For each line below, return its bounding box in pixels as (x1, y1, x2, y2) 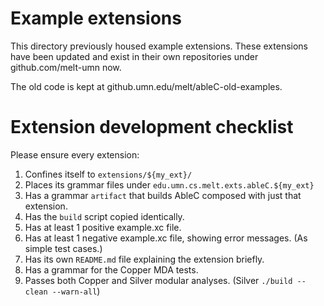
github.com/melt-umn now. (10, 61, 122, 73)
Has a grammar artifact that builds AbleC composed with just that (24, 189, 302, 201)
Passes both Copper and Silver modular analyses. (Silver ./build (24, 274, 293, 286)
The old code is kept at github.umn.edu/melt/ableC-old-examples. (10, 80, 283, 92)
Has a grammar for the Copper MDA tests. (24, 263, 199, 276)
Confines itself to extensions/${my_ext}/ (24, 168, 193, 180)
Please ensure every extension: (10, 148, 140, 161)
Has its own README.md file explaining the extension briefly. (24, 253, 265, 265)
